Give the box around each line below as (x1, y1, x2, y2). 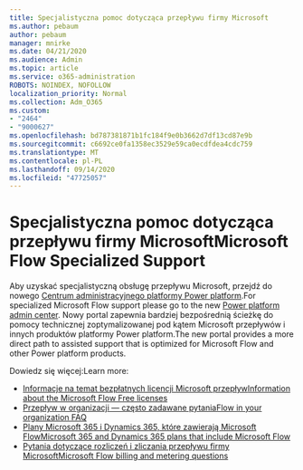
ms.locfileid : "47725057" (9, 173, 107, 182)
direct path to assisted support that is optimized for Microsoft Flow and (9, 339, 274, 350)
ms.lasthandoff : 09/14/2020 (9, 165, 116, 174)
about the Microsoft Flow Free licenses (22, 393, 168, 404)
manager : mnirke (9, 38, 71, 48)
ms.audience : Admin (9, 55, 83, 64)
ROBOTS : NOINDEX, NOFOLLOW (9, 81, 111, 90)
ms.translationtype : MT (9, 148, 99, 157)
